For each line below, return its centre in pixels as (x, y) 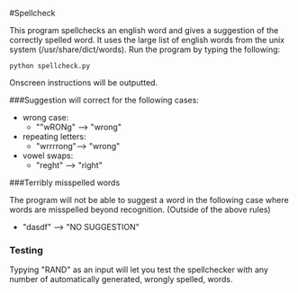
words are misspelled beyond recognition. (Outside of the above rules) (140, 209)
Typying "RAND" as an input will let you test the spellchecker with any (139, 270)
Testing (26, 250)
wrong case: (45, 117)
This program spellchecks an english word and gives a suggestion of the (144, 30)
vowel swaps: (48, 155)
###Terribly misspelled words (65, 182)
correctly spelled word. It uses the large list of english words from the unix (147, 40)
